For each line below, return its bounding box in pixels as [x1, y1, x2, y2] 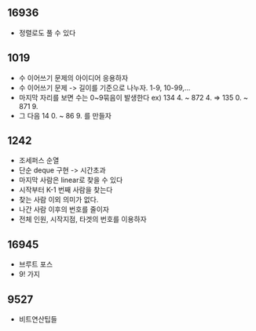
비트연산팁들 [18, 315, 58, 324]
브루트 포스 [18, 260, 53, 269]
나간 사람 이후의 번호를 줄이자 [18, 205, 109, 214]
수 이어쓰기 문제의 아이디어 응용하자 [18, 73, 129, 82]
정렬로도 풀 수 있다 [18, 27, 76, 38]
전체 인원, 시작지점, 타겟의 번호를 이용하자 [18, 215, 147, 224]
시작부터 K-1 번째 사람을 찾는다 [18, 185, 113, 195]
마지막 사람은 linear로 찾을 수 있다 [18, 176, 123, 185]
